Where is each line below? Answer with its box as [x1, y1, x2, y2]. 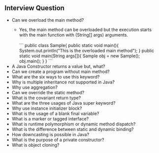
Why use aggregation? [11, 84, 58, 90]
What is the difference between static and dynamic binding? [11, 126, 134, 132]
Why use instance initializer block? [11, 105, 82, 111]
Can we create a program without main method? [11, 69, 110, 75]
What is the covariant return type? [11, 95, 81, 101]
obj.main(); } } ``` [19, 58, 53, 64]
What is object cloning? [11, 142, 60, 148]
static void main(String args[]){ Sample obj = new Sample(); [19, 53, 140, 59]
